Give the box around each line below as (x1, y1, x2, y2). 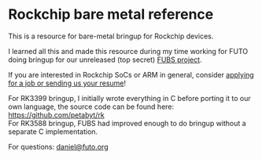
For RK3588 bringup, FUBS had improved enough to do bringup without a (8, 118, 246, 128)
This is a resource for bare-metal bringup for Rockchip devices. (8, 31, 214, 41)
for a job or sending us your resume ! (8, 78, 127, 88)
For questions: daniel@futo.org (8, 142, 109, 151)
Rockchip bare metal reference (8, 5, 214, 23)
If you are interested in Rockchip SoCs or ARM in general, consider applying (8, 70, 254, 79)
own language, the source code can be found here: (8, 102, 175, 111)
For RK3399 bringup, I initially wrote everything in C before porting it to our (8, 93, 251, 103)
